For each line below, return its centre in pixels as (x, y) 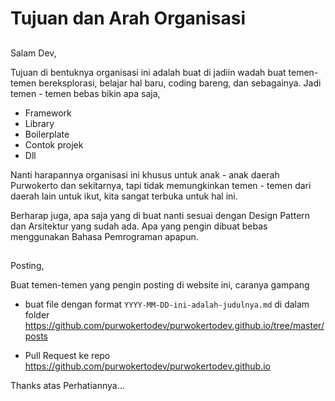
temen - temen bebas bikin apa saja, (85, 93)
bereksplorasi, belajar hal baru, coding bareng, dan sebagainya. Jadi (180, 83)
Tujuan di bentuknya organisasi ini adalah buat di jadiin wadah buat (148, 72)
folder (37, 314)
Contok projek (54, 144)
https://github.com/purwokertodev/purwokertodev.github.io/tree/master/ (174, 325)
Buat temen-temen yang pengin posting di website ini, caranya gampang (160, 284)
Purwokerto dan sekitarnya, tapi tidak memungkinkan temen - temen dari (161, 185)
